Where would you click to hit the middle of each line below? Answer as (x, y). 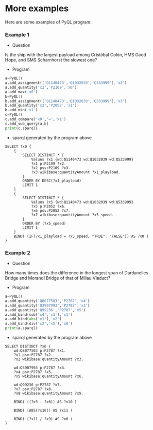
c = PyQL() (14, 115)
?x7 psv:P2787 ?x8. (34, 389)
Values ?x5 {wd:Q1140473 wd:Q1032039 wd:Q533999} (82, 202)
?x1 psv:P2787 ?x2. (34, 355)
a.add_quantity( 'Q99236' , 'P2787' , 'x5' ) (45, 310)
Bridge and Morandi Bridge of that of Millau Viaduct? (58, 278)
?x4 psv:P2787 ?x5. (34, 372)
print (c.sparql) (21, 128)
